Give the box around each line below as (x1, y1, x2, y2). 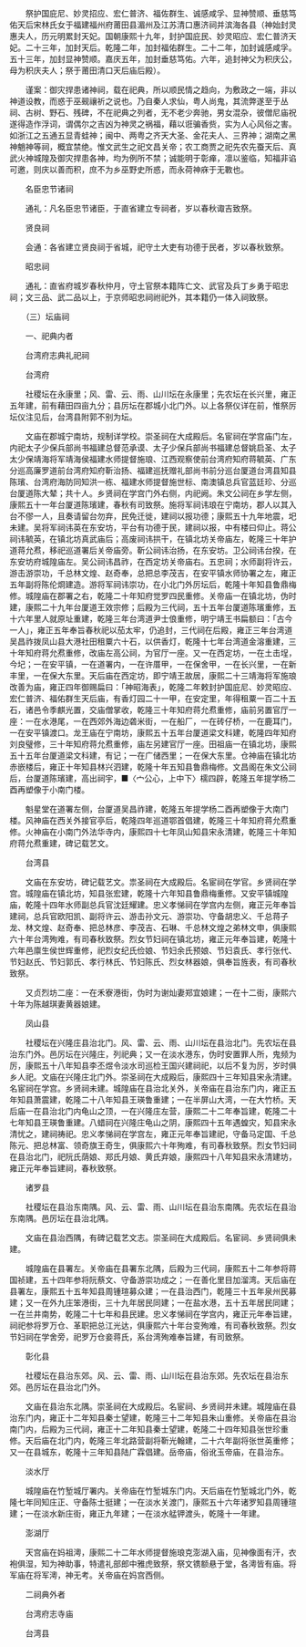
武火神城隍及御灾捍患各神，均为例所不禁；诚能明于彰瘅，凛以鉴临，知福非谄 (9, 153, 297, 163)
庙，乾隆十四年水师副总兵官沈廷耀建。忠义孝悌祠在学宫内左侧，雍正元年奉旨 (9, 899, 297, 910)
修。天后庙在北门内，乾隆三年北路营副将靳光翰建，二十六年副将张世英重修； (9, 1435, 297, 1445)
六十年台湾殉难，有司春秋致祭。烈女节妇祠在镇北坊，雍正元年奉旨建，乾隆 (9, 934, 289, 944)
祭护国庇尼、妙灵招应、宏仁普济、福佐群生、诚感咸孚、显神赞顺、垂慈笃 (25, 8, 297, 18)
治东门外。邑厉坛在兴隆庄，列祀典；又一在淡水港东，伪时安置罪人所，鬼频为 (9, 1049, 297, 1060)
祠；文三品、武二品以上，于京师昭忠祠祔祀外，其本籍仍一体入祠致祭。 (9, 292, 273, 303)
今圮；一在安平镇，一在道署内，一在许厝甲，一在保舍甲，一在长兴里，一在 (9, 659, 289, 669)
